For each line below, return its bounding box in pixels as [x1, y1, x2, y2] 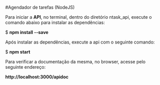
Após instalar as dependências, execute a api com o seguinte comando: [5, 39, 155, 45]
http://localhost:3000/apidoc [5, 74, 69, 80]
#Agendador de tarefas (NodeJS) [5, 5, 75, 10]
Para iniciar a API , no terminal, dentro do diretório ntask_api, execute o [5, 14, 152, 20]
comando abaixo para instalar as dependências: [5, 20, 105, 25]
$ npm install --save [5, 29, 49, 35]
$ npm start [5, 49, 30, 55]
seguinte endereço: [5, 64, 46, 70]
